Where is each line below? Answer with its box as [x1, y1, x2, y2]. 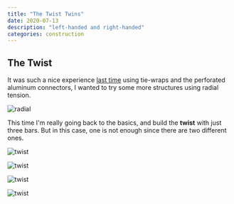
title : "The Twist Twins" [7, 10, 84, 18]
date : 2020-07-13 [7, 17, 59, 24]
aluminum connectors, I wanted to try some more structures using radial [7, 83, 219, 92]
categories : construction [7, 30, 84, 38]
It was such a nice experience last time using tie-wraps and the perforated [7, 76, 225, 84]
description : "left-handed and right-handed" [7, 24, 144, 31]
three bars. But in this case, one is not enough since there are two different [7, 126, 227, 135]
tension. [7, 91, 31, 100]
